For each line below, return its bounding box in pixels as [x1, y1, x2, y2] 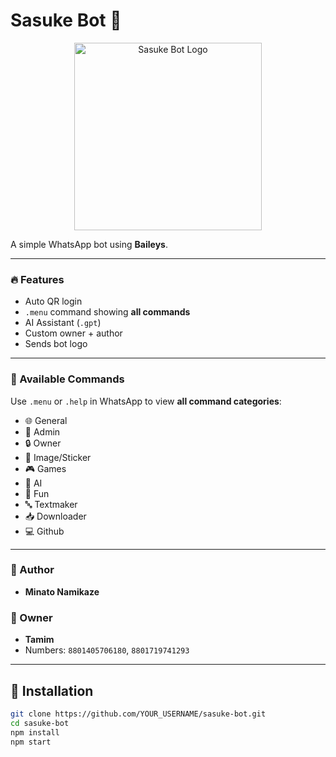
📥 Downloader [24, 510, 87, 522]
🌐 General [24, 414, 68, 426]
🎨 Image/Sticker [24, 451, 92, 463]
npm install [10, 727, 60, 738]
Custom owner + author [24, 327, 123, 339]
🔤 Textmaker [24, 498, 78, 510]
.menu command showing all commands [24, 306, 191, 318]
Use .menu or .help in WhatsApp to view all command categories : [10, 395, 282, 407]
